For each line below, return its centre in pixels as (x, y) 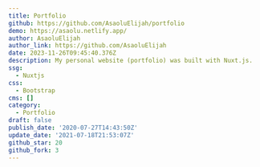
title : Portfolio (37, 16)
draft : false (30, 120)
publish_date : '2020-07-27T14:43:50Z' (73, 128)
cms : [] (21, 98)
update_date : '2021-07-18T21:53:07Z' (71, 135)
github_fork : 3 (34, 150)
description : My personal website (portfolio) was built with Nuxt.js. (130, 61)
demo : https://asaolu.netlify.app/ (68, 31)
